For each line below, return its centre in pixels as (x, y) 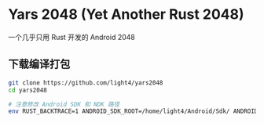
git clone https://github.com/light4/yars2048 (86, 83)
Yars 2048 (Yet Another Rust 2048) (126, 14)
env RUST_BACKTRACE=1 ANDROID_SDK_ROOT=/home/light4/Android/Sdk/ (119, 111)
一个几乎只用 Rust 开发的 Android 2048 (71, 37)
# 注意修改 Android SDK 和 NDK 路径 (64, 104)
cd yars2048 (27, 90)
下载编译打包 (39, 64)
